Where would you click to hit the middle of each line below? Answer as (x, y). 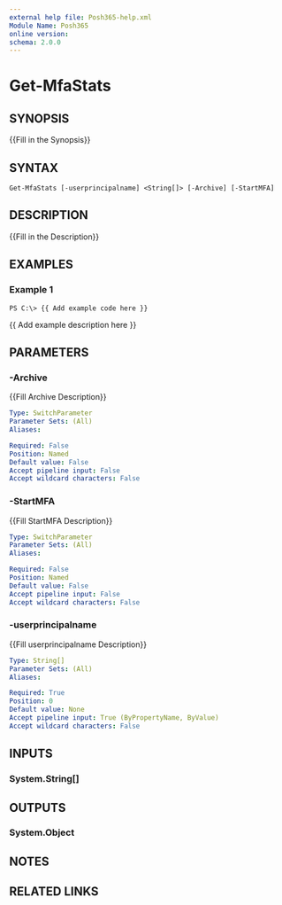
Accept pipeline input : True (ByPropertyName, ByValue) (114, 718)
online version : (39, 34)
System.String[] (44, 779)
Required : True (37, 693)
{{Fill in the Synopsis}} (50, 140)
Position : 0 (31, 701)
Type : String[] (37, 660)
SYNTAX (34, 168)
